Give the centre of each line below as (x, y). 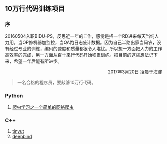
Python (14, 95)
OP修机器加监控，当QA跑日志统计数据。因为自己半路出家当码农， (89, 42)
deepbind (22, 137)
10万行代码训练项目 (35, 9)
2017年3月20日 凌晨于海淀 (135, 72)
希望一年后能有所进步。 (38, 61)
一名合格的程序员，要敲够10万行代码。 (57, 82)
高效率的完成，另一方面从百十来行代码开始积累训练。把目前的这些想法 (77, 55)
